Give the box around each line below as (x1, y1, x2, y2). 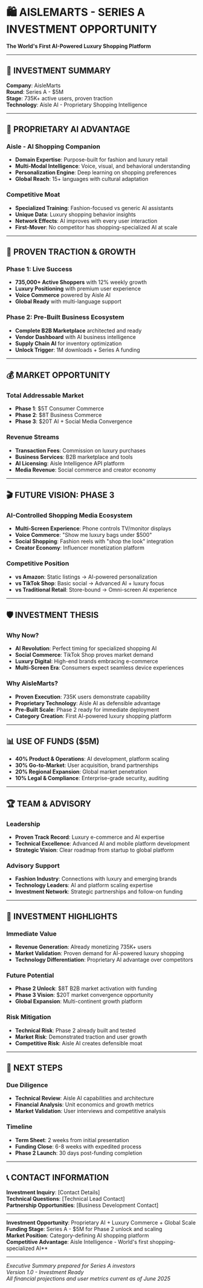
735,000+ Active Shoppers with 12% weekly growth (14, 278, 147, 286)
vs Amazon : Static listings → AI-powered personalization (14, 573, 158, 580)
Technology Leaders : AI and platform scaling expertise (14, 882, 153, 889)
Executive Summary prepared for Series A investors (6, 1262, 136, 1269)
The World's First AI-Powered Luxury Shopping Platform (6, 42, 151, 50)
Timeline (6, 1123, 33, 1131)
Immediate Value (6, 929, 57, 938)
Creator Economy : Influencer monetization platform (14, 544, 145, 551)
